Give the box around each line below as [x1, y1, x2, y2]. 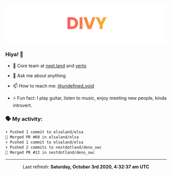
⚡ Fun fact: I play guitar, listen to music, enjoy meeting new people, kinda [12, 95, 167, 101]
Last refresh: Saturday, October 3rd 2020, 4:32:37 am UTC [23, 164, 149, 170]
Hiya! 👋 [5, 51, 24, 58]
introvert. [12, 102, 32, 108]
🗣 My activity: [5, 115, 43, 122]
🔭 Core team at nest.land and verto [12, 62, 87, 69]
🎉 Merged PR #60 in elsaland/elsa [5, 135, 79, 140]
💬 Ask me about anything [12, 72, 66, 78]
